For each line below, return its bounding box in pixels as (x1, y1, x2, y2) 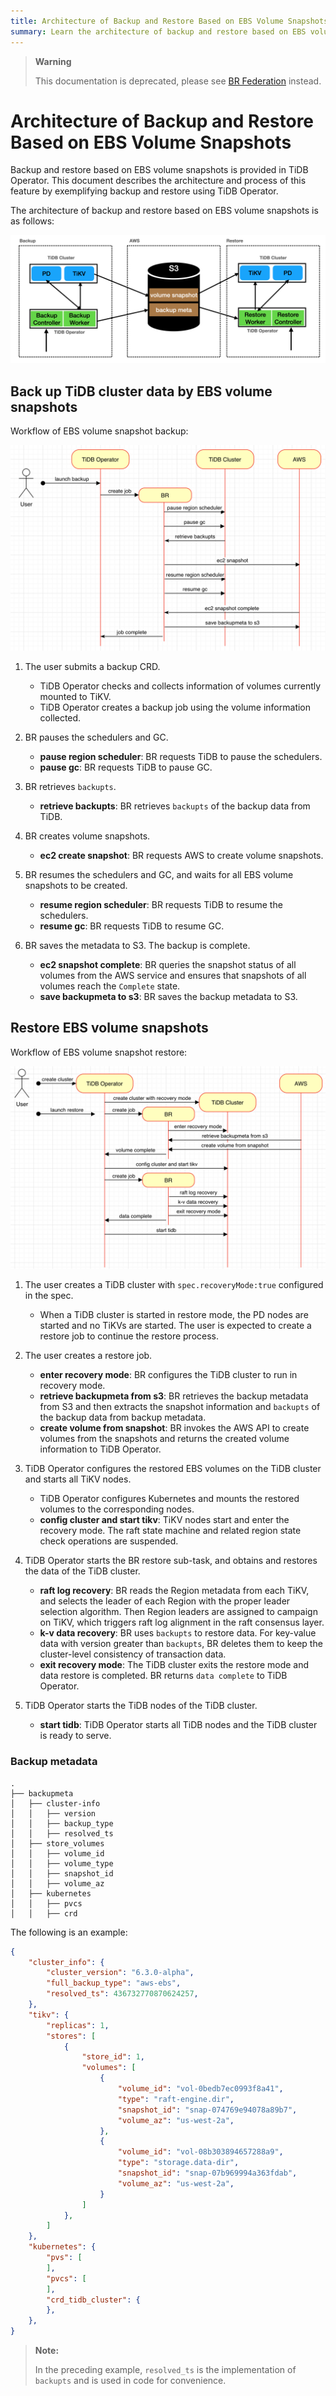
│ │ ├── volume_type (10, 1858, 114, 1869)
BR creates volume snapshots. (24, 830, 151, 842)
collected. (39, 711, 82, 724)
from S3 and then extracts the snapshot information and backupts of (39, 1401, 321, 1413)
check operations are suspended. (39, 1535, 179, 1547)
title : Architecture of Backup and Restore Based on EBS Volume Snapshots (10, 16, 329, 26)
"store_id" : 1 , (81, 2052, 145, 2062)
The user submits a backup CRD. (24, 660, 161, 672)
